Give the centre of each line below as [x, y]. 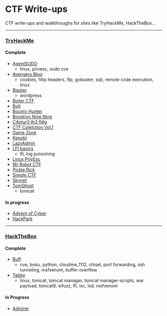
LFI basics [23, 149]
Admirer [21, 309]
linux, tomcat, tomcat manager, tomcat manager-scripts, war [82, 281]
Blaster [20, 90]
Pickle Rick [24, 170]
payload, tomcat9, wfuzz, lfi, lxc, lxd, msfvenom [69, 286]
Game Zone [24, 133]
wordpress [31, 95]
